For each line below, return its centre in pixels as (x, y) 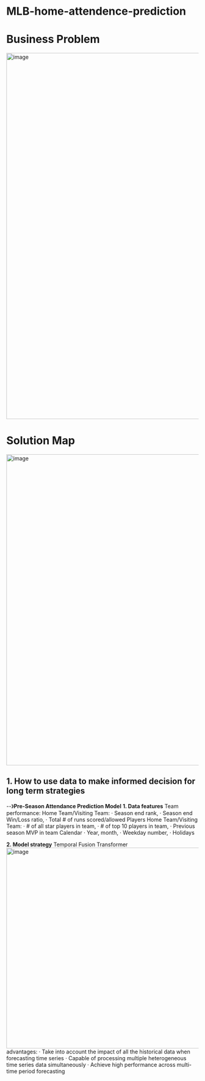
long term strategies (46, 791)
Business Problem (53, 40)
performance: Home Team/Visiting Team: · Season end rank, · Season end (100, 813)
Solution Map (41, 441)
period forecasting (42, 1071)
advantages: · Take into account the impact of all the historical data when (98, 1052)
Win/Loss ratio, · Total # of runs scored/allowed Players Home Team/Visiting (102, 819)
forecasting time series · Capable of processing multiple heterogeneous (96, 1058)
